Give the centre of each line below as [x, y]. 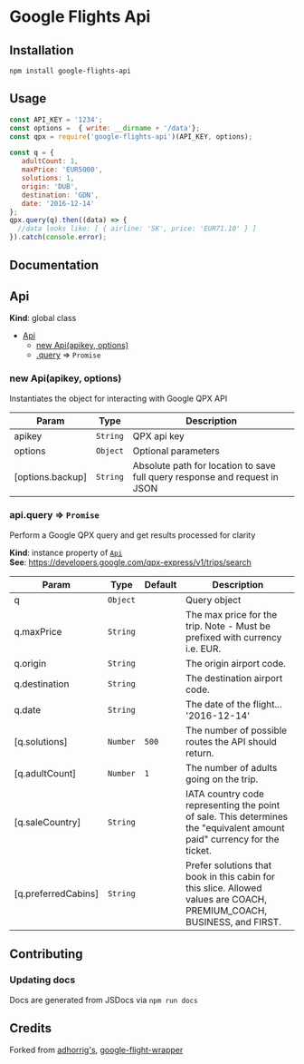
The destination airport [234, 678]
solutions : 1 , [48, 179]
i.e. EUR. [203, 649]
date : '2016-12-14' [58, 203]
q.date [28, 709]
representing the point [233, 805]
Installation [42, 50]
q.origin [30, 663]
